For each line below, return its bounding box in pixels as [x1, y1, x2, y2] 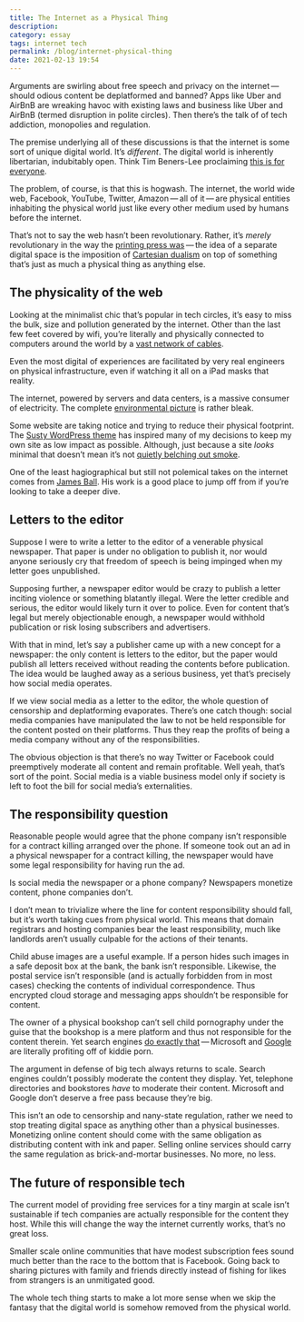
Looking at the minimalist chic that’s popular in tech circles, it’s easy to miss [9, 309, 292, 320]
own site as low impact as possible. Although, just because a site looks [9, 439, 275, 450]
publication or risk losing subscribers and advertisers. [9, 621, 211, 632]
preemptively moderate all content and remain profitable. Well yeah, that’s [9, 760, 286, 772]
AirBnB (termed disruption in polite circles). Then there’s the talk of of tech [9, 110, 288, 120]
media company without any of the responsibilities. [9, 733, 201, 745]
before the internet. [9, 213, 82, 223]
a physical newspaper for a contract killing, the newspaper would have [9, 850, 274, 861]
